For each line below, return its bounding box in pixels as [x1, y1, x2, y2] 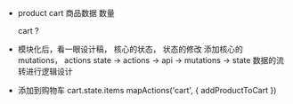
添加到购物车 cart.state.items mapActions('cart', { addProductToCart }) [17, 85, 277, 95]
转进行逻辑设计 [17, 66, 73, 76]
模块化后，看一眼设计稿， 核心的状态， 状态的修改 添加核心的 [17, 44, 243, 54]
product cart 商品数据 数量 [17, 8, 116, 18]
